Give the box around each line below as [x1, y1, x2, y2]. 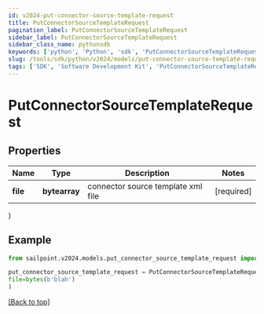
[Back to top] [8, 298, 50, 307]
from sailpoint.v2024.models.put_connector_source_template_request [8, 254, 237, 262]
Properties [8, 144, 61, 158]
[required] [214, 185, 252, 196]
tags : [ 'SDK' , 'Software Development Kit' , [8, 63, 153, 71]
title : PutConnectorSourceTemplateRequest [8, 19, 149, 27]
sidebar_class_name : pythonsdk [8, 41, 111, 49]
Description [124, 167, 170, 178]
